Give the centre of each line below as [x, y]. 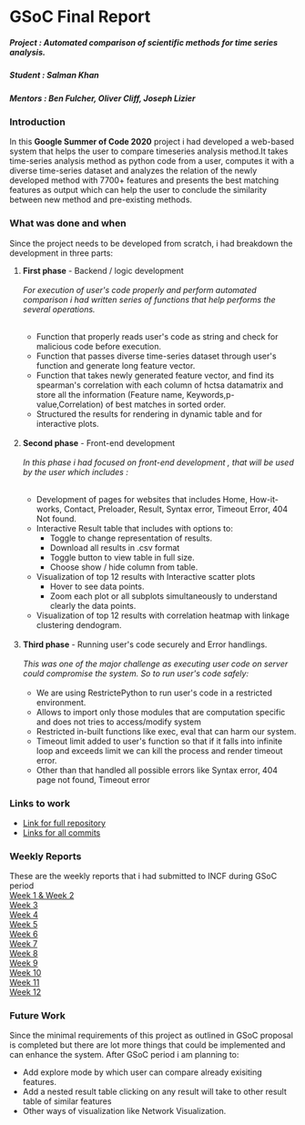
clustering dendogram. [79, 624]
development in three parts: [61, 253]
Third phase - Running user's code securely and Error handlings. [145, 644]
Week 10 [25, 973]
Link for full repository [64, 823]
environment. [61, 702]
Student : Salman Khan [55, 76]
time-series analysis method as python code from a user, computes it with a [152, 161]
